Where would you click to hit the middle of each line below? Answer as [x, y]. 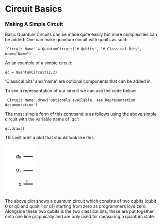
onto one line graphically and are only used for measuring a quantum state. [80, 217]
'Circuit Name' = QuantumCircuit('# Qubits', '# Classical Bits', [73, 49]
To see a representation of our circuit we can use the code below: [71, 91]
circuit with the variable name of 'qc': [42, 119]
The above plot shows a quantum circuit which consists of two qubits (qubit [81, 201]
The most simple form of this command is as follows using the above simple [81, 114]
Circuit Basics [33, 9]
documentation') [21, 105]
